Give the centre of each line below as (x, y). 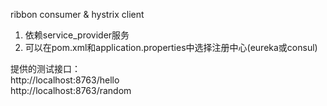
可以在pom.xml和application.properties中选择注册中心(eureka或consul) (171, 47)
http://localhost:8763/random (71, 90)
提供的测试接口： (45, 68)
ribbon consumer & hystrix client (77, 14)
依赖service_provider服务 (77, 35)
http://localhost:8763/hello (65, 80)
